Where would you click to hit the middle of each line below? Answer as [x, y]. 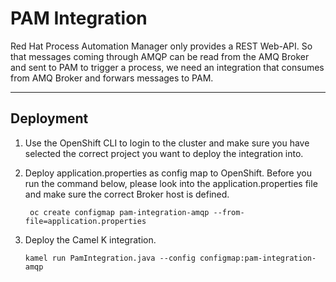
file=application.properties [85, 221]
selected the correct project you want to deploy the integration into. [164, 153]
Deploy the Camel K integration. [90, 239]
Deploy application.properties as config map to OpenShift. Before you [168, 173]
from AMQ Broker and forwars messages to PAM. [112, 78]
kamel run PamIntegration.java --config [110, 258]
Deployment [49, 118]
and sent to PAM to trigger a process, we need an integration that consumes [167, 67]
